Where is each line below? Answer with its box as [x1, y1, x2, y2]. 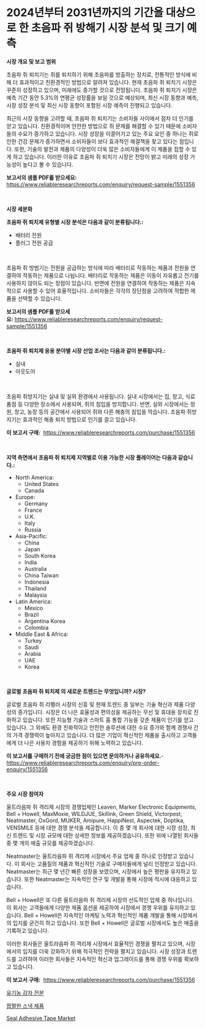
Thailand [24, 584, 47, 592]
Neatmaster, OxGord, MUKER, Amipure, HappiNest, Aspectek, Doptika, [6, 817, 185, 824]
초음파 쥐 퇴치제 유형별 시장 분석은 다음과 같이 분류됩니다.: [6, 218, 144, 226]
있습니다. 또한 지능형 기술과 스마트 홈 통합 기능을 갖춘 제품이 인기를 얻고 [22, 716, 194, 723]
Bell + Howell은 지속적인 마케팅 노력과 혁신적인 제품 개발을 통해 [24, 911, 176, 919]
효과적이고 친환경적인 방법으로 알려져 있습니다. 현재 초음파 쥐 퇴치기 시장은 [19, 78, 198, 86]
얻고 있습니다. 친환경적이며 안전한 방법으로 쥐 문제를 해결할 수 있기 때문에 [6, 122, 181, 130]
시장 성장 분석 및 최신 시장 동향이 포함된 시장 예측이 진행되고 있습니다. [6, 101, 173, 109]
